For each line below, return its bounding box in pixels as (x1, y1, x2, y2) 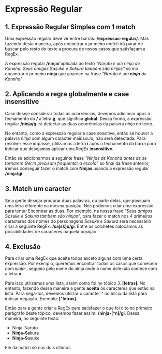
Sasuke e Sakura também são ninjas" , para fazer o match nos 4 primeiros (5, 213, 153, 219)
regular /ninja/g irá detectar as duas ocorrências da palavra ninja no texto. (5, 120, 154, 127)
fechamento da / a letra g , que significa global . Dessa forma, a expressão (5, 116, 152, 121)
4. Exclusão (5, 243, 41, 251)
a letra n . (5, 271, 23, 277)
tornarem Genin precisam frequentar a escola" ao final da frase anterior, (5, 160, 150, 166)
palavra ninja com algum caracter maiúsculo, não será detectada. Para (5, 135, 146, 141)
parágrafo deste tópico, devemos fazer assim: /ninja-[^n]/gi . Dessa (5, 310, 140, 316)
